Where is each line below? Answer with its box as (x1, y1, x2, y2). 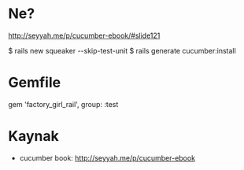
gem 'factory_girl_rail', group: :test (8, 99, 119, 109)
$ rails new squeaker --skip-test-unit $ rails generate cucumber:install (8, 46, 236, 55)
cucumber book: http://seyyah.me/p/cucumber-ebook (19, 153, 195, 162)
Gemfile (8, 74, 61, 91)
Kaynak (8, 128, 59, 146)
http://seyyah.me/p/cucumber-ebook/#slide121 (8, 31, 161, 40)
